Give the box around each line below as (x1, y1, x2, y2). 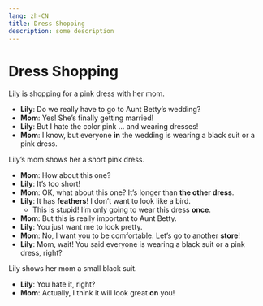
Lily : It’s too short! (19, 179, 81, 189)
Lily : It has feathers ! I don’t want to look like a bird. (19, 196, 191, 206)
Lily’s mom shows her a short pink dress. (8, 155, 144, 165)
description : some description (8, 27, 114, 35)
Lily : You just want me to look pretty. (19, 222, 143, 232)
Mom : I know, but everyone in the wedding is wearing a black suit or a (19, 131, 256, 140)
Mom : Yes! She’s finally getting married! (19, 113, 154, 123)
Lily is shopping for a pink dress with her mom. (8, 88, 165, 98)
